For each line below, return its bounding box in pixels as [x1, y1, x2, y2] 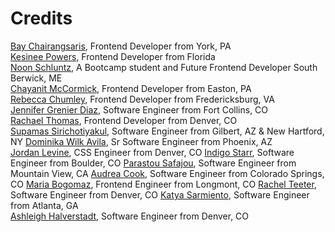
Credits [10, 7, 73, 30]
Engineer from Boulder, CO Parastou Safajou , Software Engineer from [10, 157, 297, 169]
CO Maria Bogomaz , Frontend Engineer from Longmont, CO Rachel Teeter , [10, 178, 317, 190]
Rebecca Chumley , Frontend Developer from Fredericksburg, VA [10, 93, 275, 105]
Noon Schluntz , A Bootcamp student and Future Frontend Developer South [10, 61, 318, 73]
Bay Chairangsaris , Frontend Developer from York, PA [10, 40, 232, 52]
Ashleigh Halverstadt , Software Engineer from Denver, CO [10, 210, 250, 222]
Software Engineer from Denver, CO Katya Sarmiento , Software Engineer [10, 188, 310, 201]
